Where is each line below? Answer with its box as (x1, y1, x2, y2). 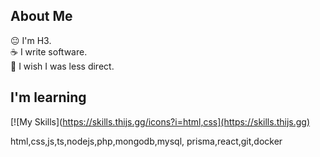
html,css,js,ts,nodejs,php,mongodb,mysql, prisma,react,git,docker (10, 135, 283, 147)
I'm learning (10, 89, 87, 106)
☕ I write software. (10, 45, 88, 58)
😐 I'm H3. (10, 34, 52, 46)
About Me (10, 8, 73, 25)
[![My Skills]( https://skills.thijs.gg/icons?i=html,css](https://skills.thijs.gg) (10, 115, 310, 128)
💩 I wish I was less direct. (10, 60, 115, 72)
